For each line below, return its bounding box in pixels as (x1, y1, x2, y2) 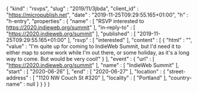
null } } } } (26, 81, 50, 88)
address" (6, 74, 28, 81)
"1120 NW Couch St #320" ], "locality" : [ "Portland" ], (36, 74, 167, 81)
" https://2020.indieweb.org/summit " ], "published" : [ (6, 30, 136, 37)
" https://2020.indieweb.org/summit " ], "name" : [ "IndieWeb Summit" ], (6, 62, 180, 69)
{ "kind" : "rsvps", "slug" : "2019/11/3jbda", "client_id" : (6, 5, 139, 12)
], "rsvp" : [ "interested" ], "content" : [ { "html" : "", (67, 37, 193, 43)
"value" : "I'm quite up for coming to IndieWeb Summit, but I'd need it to (6, 43, 181, 50)
